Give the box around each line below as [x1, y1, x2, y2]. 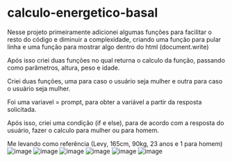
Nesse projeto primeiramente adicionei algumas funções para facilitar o [7, 28, 212, 36]
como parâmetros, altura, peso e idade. [7, 63, 120, 72]
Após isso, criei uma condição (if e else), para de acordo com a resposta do [7, 118, 224, 127]
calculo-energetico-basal [7, 5, 158, 21]
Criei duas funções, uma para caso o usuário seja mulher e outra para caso [7, 76, 223, 85]
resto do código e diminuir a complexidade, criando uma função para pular [7, 35, 222, 43]
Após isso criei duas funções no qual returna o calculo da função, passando [7, 56, 226, 64]
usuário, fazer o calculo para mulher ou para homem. [7, 126, 160, 134]
